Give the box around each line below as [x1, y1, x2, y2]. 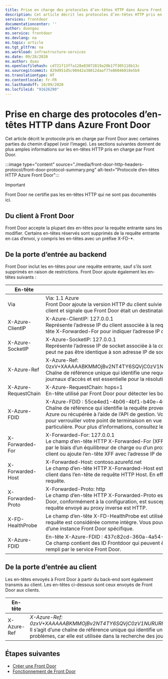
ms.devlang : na [5, 36, 37, 41]
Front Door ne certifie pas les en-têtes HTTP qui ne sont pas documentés [5, 191, 156, 198]
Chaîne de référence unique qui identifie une [45, 369, 150, 376]
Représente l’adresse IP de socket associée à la [45, 342, 157, 349]
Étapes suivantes [5, 649, 60, 658]
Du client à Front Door [5, 212, 74, 220]
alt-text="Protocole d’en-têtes [97, 167, 159, 173]
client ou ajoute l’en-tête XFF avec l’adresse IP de [45, 450, 162, 457]
